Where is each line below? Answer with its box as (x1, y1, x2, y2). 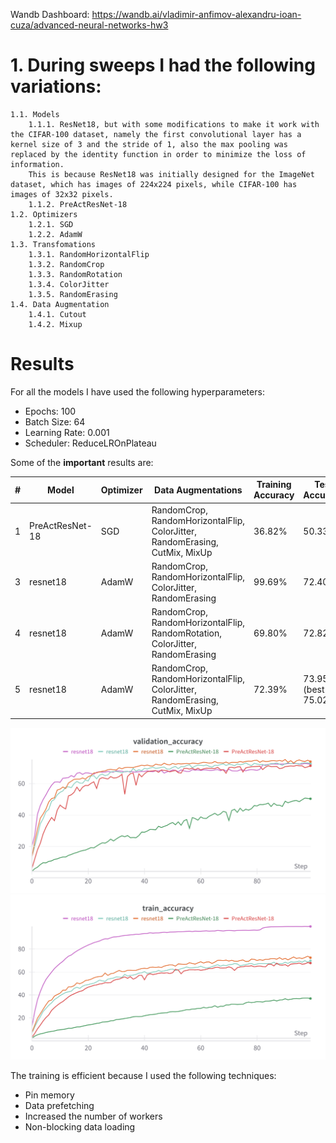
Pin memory (24, 1089, 75, 1101)
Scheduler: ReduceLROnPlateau (24, 437, 157, 449)
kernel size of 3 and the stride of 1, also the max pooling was (10, 139, 288, 149)
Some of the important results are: (10, 456, 154, 468)
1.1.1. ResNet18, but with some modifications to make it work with (28, 119, 320, 129)
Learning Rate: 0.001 (24, 426, 110, 438)
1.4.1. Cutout (28, 309, 87, 319)
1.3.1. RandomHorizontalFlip (28, 249, 150, 259)
